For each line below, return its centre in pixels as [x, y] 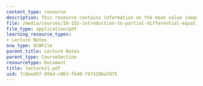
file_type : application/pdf [42, 29]
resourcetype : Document [36, 62]
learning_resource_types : [39, 35]
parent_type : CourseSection [42, 57]
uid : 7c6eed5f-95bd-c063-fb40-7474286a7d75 [62, 74]
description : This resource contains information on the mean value [94, 18]
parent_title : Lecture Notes [43, 51]
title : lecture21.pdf [34, 68]
